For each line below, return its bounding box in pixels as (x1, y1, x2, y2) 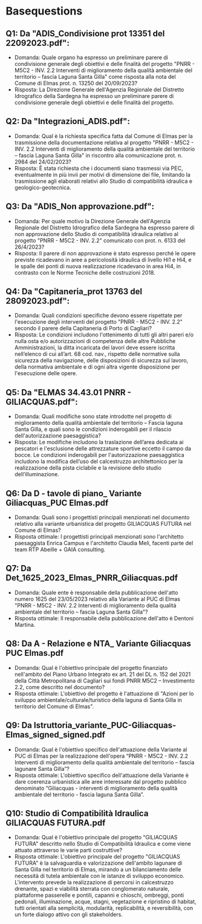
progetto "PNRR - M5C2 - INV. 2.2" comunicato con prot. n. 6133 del (14, 237, 186, 244)
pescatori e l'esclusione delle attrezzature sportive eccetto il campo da (14, 445, 192, 452)
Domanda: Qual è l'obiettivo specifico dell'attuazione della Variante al (14, 745, 187, 753)
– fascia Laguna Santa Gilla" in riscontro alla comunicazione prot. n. (14, 151, 183, 159)
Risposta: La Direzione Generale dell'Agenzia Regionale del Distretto (14, 86, 184, 93)
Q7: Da (5, 563, 31, 574)
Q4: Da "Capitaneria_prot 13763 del (5, 286, 143, 297)
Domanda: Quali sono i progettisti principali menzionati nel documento (14, 514, 190, 521)
